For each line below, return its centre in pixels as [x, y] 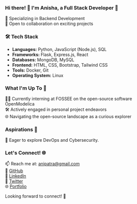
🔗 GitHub [14, 171]
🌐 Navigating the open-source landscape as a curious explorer [68, 116]
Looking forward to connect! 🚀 [36, 196]
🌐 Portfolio [16, 186]
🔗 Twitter [14, 181]
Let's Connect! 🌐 [26, 153]
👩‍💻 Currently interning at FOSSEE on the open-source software [69, 99]
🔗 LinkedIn [16, 176]
